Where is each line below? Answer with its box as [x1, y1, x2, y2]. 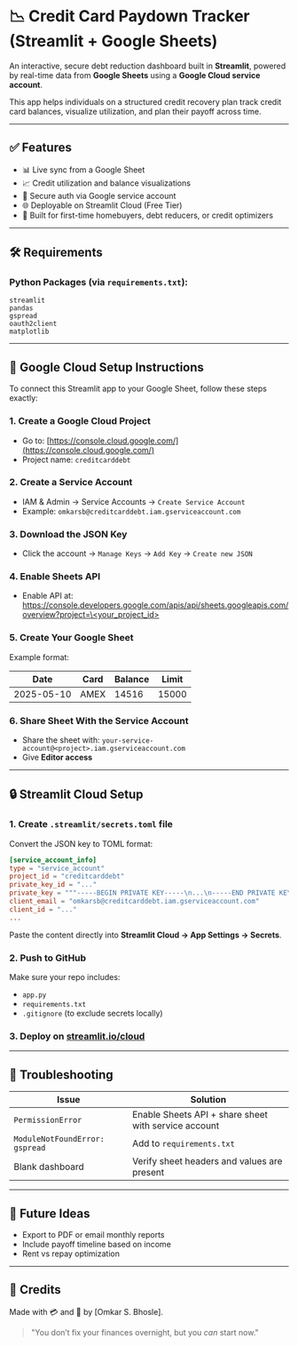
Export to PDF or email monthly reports [21, 1229, 166, 1239]
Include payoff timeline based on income [21, 1238, 171, 1249]
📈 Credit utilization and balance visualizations [21, 178, 191, 188]
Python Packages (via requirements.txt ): [9, 276, 189, 289]
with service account [131, 1119, 220, 1132]
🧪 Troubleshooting [9, 1067, 114, 1082]
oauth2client [9, 320, 58, 329]
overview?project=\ [21, 609, 93, 620]
